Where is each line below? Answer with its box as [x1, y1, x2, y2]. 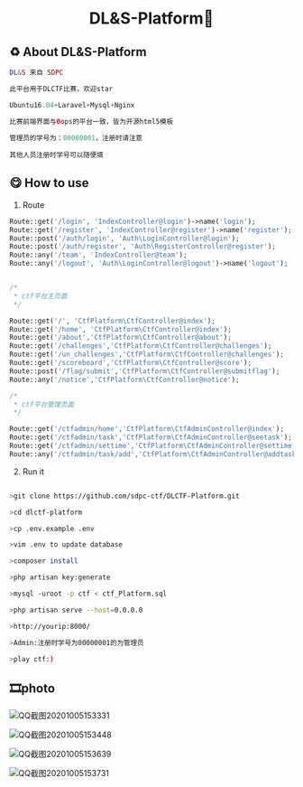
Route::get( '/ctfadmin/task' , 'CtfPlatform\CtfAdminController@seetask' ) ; [9, 433, 293, 442]
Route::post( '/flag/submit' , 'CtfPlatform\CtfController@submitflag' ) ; [9, 366, 280, 376]
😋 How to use [9, 175, 89, 191]
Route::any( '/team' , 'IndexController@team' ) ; [9, 250, 188, 260]
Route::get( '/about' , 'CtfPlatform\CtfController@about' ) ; [9, 333, 232, 342]
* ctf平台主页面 [13, 291, 68, 301]
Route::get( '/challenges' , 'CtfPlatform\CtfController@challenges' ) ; [9, 342, 272, 351]
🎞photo [9, 680, 56, 696]
